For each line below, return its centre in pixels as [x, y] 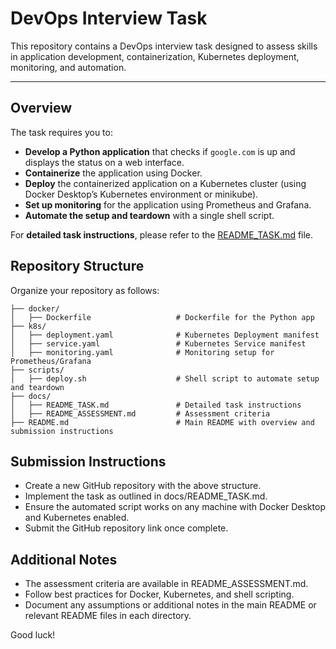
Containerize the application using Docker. [113, 173]
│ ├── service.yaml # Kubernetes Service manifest [158, 343]
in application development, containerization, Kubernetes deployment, [155, 56]
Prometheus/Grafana [51, 361]
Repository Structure [77, 266]
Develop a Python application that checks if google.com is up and [160, 151]
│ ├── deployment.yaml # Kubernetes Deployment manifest [165, 335]
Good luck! [33, 635]
